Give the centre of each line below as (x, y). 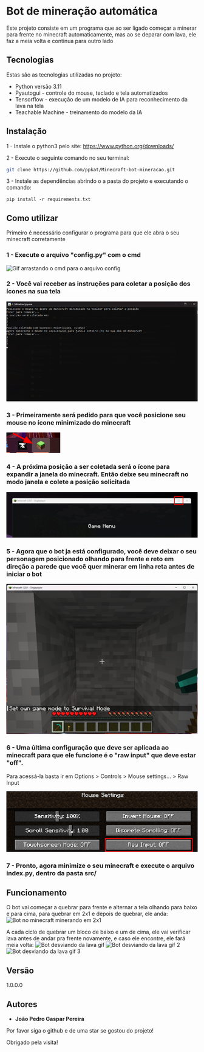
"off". (15, 763)
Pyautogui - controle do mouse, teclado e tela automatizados (91, 93)
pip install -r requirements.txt (49, 200)
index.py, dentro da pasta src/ (52, 873)
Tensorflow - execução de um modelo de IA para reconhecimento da (101, 99)
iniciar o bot (24, 574)
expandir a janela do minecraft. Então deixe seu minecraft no (97, 474)
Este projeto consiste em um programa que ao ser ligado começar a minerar (102, 28)
